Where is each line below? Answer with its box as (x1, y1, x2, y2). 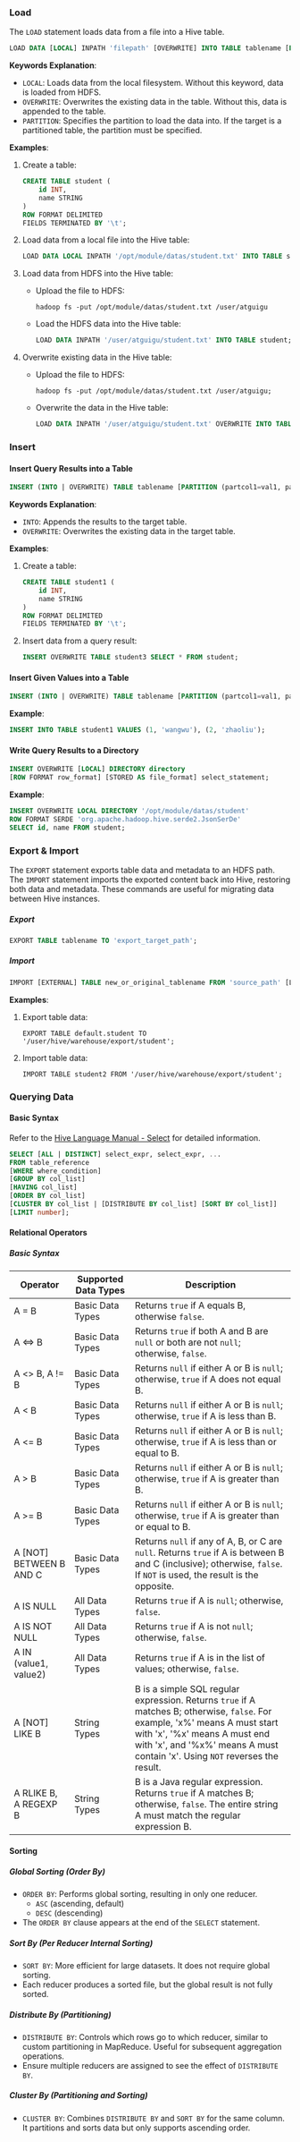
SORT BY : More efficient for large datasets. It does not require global (21, 1959, 271, 1970)
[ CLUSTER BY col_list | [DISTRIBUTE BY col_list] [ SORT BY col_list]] (9, 1200, 278, 1209)
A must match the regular (135, 1809, 241, 1822)
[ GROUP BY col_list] (9, 1175, 87, 1184)
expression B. (135, 1821, 192, 1833)
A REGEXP (13, 1798, 58, 1811)
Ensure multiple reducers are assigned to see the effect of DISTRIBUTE (21, 2060, 279, 2070)
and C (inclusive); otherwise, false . (135, 1558, 283, 1570)
